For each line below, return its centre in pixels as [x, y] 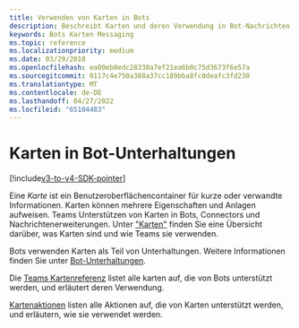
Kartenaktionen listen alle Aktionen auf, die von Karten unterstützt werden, [146, 305]
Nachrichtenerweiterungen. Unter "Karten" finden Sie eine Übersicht [136, 224]
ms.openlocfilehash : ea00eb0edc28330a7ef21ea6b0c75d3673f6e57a [130, 68]
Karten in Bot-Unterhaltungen [123, 154]
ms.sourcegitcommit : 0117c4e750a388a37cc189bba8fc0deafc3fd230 [130, 76]
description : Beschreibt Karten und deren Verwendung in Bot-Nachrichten [150, 26]
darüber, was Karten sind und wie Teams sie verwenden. [114, 234]
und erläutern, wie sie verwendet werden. [86, 315]
